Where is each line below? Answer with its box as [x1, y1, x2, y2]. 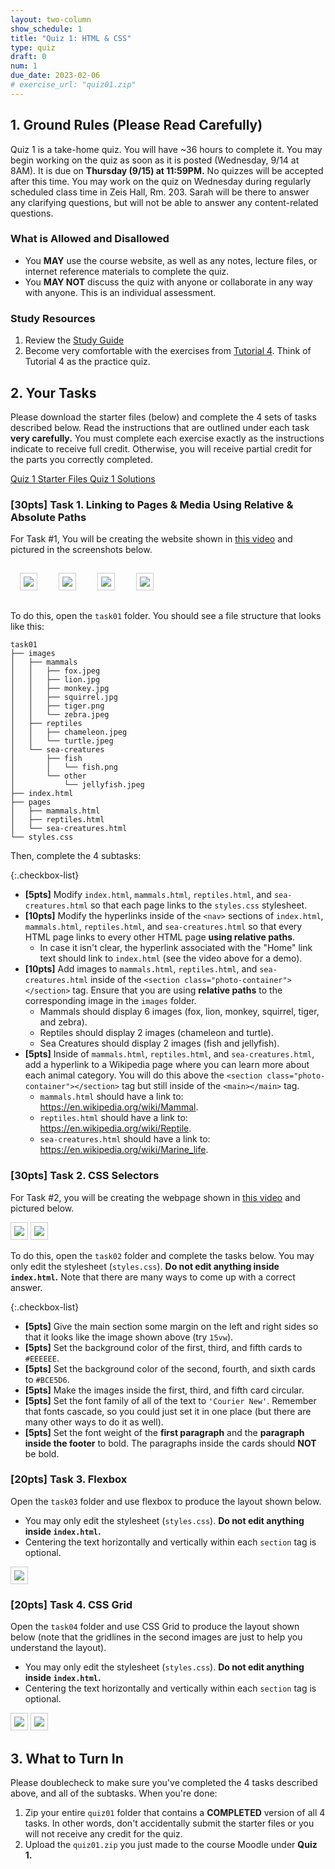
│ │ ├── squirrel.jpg [10, 692, 118, 703]
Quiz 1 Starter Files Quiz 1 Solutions [10, 472, 156, 485]
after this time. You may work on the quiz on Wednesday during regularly [10, 175, 312, 187]
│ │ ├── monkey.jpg [10, 684, 110, 694]
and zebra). [39, 1016, 88, 1028]
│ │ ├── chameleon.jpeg [10, 727, 128, 738]
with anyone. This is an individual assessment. [24, 286, 217, 298]
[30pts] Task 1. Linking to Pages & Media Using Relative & [10, 497, 294, 511]
